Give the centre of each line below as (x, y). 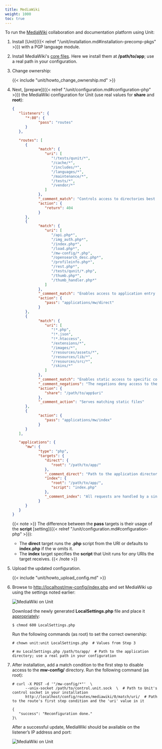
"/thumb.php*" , (66, 275)
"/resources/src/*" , (72, 361)
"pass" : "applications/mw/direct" (80, 303)
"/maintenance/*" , (70, 176)
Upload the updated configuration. (46, 568)
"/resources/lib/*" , (72, 357)
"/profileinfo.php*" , (73, 262)
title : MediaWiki (22, 9)
